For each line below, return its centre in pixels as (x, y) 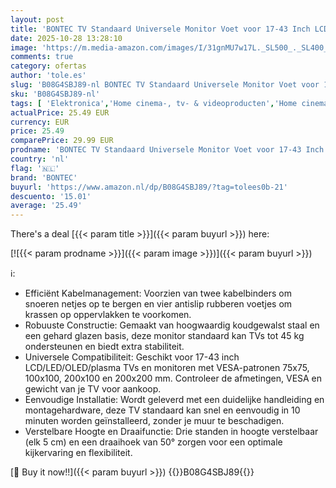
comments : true (42, 57)
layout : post (37, 19)
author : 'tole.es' (48, 76)
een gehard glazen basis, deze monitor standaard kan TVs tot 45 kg (164, 336)
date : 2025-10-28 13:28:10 (66, 38)
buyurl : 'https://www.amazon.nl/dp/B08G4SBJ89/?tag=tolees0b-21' (149, 187)
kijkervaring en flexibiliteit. (78, 453)
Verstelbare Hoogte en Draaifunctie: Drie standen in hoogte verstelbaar (171, 432)
